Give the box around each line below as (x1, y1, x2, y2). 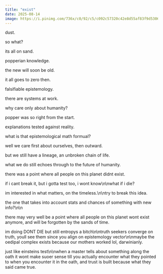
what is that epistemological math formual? (5, 134, 91, 139)
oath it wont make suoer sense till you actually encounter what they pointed (5, 254, 156, 260)
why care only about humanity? (5, 105, 68, 111)
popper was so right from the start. (5, 115, 75, 120)
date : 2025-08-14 (5, 12, 40, 17)
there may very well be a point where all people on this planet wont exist (5, 214, 149, 220)
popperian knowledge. (5, 58, 50, 64)
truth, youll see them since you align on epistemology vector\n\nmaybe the (5, 234, 155, 240)
